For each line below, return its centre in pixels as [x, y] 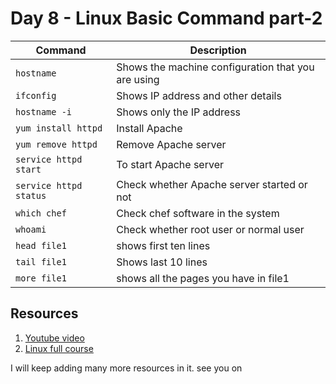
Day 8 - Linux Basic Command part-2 [166, 18]
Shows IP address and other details [199, 95]
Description [218, 50]
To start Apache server [170, 164]
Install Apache [149, 128]
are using [138, 79]
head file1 [41, 245]
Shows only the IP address [179, 112]
